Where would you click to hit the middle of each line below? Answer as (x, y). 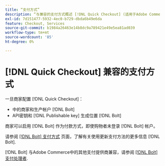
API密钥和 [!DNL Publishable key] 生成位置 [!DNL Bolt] (67, 115)
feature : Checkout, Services (35, 23)
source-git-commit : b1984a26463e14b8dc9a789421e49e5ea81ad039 (70, 28)
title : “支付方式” (23, 10)
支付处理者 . (17, 158)
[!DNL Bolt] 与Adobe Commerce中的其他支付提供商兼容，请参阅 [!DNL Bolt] (82, 152)
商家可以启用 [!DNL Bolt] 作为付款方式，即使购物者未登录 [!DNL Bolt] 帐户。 (82, 126)
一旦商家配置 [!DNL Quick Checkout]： (44, 99)
